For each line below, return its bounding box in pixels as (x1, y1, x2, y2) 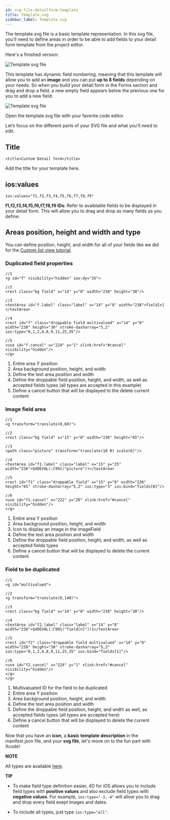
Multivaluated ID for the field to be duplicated (12, 684, 108, 691)
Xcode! (5, 743, 20, 749)
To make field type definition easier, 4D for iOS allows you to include (12, 783, 156, 789)
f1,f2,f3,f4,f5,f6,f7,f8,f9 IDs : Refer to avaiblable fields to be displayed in (5, 202, 157, 208)
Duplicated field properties (5, 259, 73, 267)
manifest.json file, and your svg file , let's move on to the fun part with (5, 737, 151, 744)
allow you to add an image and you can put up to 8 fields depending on (5, 77, 156, 83)
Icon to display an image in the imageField (12, 526, 101, 533)
